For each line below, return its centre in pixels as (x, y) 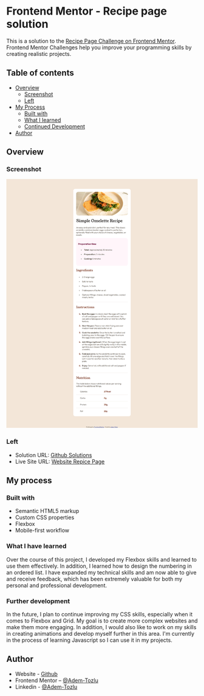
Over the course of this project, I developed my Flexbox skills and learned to (102, 559)
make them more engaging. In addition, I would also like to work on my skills (101, 627)
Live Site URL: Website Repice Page (60, 461)
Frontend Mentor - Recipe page (87, 11)
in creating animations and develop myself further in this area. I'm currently (100, 633)
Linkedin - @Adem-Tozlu (46, 687)
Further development (38, 601)
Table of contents (40, 73)
